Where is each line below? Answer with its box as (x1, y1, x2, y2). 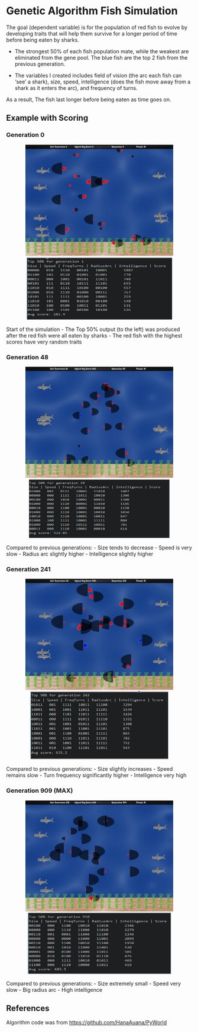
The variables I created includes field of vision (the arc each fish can (14, 72, 182, 79)
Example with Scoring (6, 113, 89, 123)
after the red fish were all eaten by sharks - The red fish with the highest (6, 332, 183, 339)
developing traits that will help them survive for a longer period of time (6, 30, 177, 37)
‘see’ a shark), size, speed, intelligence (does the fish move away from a (14, 78, 191, 85)
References (6, 1003, 50, 1013)
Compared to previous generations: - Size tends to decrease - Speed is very (6, 544, 192, 551)
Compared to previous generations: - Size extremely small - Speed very (6, 980, 181, 987)
